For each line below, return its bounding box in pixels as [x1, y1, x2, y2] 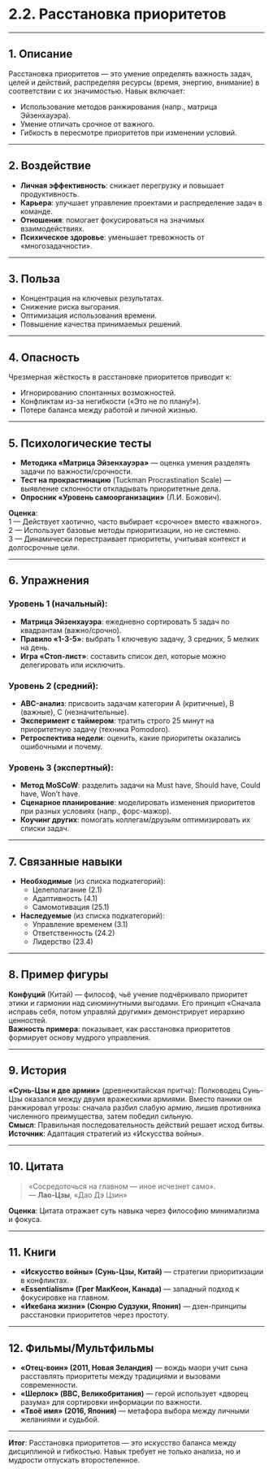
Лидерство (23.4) [32, 937, 93, 947]
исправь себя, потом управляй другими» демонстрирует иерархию [8, 1007, 245, 1016]
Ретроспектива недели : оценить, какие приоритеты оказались [19, 733, 241, 743]
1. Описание [8, 47, 73, 61]
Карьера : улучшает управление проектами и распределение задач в [19, 197, 262, 207]
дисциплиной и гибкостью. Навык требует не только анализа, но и [8, 1447, 241, 1457]
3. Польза [8, 271, 61, 285]
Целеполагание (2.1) [32, 885, 103, 895]
